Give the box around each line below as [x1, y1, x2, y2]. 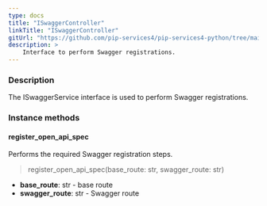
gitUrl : [8, 33, 34, 42]
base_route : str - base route [19, 180, 114, 190]
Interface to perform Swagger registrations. [22, 48, 176, 56]
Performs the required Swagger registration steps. [8, 150, 173, 159]
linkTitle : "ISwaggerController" [8, 26, 119, 34]
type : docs [8, 11, 44, 20]
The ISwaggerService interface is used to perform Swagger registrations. [8, 93, 249, 102]
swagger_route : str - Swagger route [19, 189, 140, 198]
